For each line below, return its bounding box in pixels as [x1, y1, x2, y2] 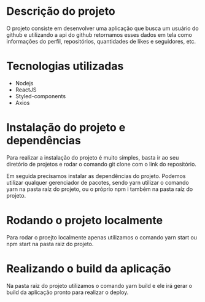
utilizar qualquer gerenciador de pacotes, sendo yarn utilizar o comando [6, 179, 189, 186]
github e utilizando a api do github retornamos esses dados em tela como [6, 31, 192, 38]
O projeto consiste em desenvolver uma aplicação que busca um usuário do [6, 25, 199, 32]
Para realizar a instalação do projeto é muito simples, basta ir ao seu [6, 153, 179, 161]
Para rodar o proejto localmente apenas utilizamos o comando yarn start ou [6, 233, 198, 241]
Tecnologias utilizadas [6, 60, 124, 73]
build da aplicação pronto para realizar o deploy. [6, 288, 129, 296]
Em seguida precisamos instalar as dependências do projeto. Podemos [6, 172, 186, 179]
